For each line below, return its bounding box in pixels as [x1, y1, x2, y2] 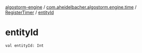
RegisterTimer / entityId [5, 9, 54, 15]
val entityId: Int [5, 43, 44, 48]
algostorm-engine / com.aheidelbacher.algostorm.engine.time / [5, 4, 137, 10]
